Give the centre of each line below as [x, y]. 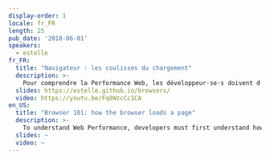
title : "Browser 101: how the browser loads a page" [106, 113]
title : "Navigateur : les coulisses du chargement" [104, 68]
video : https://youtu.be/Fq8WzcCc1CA [79, 98]
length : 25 [27, 31]
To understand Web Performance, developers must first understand [136, 128]
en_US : [19, 105]
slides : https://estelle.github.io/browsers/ [93, 90]
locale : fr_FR [32, 23]
